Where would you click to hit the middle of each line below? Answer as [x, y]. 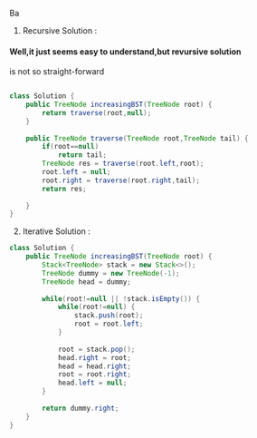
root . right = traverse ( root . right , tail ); [121, 180]
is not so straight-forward [57, 72]
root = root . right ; [94, 375]
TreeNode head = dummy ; [86, 282]
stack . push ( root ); [109, 316]
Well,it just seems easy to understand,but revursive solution [125, 51]
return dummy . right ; [81, 408]
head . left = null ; [92, 383]
